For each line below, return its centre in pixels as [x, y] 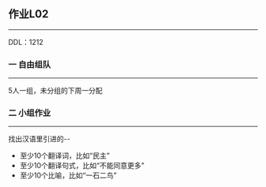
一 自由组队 [30, 64]
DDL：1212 [26, 42]
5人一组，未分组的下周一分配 [55, 91]
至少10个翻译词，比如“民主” [65, 155]
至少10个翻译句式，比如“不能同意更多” [82, 166]
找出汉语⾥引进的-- [39, 139]
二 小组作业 [30, 113]
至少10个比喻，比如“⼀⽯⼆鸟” [68, 175]
